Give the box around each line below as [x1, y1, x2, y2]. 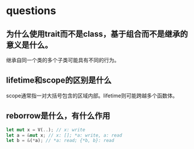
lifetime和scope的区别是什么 [6, 75, 112, 86]
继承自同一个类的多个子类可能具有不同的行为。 [6, 57, 119, 63]
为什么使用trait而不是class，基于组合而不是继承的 [6, 29, 188, 39]
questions [6, 4, 56, 18]
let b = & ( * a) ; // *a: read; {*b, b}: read [6, 138, 115, 144]
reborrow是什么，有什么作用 [6, 111, 111, 121]
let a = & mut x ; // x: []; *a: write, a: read [6, 132, 122, 138]
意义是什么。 [6, 40, 53, 50]
